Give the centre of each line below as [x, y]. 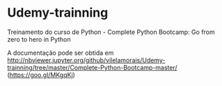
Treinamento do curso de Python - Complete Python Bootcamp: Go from [111, 32]
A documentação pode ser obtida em [61, 53]
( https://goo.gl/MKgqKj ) [41, 75]
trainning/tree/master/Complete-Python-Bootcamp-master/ [92, 67]
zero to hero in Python [39, 39]
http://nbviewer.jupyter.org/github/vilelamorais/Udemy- [86, 60]
